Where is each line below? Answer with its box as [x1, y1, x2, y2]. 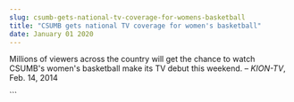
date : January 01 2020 [9, 29, 94, 38]
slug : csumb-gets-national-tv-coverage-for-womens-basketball [9, 12, 246, 22]
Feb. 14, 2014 [9, 73, 58, 83]
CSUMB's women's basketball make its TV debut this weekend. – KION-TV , [9, 63, 286, 74]
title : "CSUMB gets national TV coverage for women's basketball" [9, 21, 262, 30]
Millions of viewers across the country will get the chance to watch [9, 54, 256, 65]
